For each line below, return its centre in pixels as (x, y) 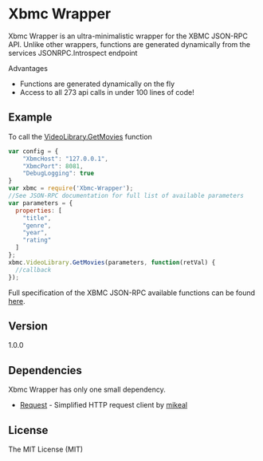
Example (30, 118)
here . (17, 301)
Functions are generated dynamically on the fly (97, 84)
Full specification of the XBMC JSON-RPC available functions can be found (132, 293)
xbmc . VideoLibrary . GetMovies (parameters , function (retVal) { (112, 262)
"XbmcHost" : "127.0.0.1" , (66, 159)
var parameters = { (41, 203)
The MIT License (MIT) (46, 449)
